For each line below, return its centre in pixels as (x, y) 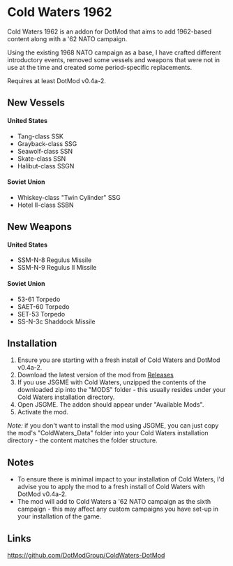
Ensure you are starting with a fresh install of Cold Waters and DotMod (119, 360)
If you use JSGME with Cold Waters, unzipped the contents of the (112, 382)
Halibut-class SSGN (46, 166)
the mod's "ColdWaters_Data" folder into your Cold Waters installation (108, 433)
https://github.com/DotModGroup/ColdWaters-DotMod (86, 555)
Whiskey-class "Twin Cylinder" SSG (69, 197)
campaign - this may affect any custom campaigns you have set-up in (118, 509)
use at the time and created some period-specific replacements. (100, 67)
